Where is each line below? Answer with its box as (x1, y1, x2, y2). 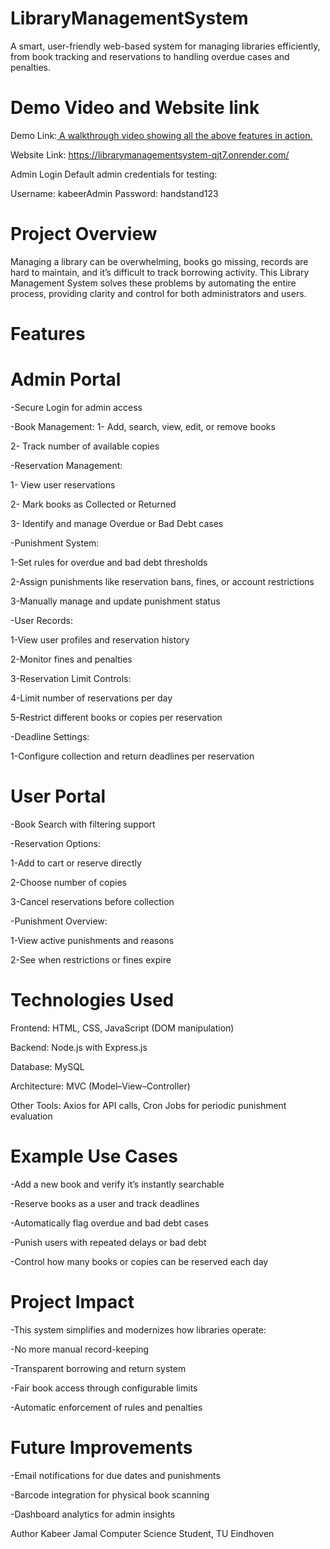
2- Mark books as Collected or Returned (10, 498, 177, 510)
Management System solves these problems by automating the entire (10, 277, 297, 289)
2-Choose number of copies (10, 876, 127, 888)
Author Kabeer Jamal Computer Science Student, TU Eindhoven (10, 1527, 275, 1539)
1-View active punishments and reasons (10, 934, 175, 946)
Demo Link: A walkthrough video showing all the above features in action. (10, 129, 313, 141)
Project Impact (10, 1290, 135, 1313)
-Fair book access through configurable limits (10, 1382, 198, 1394)
